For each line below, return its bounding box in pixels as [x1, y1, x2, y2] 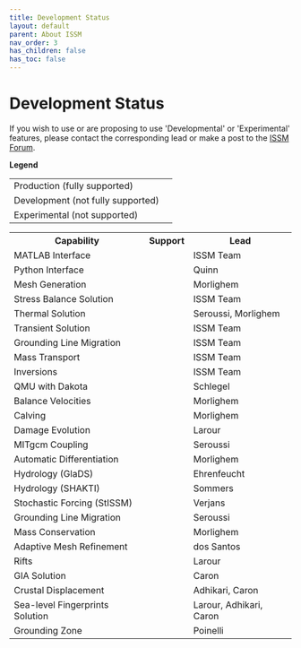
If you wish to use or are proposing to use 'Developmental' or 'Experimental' [9, 123, 290, 134]
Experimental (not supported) [13, 208, 139, 220]
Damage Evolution [13, 423, 91, 436]
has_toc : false [9, 55, 66, 64]
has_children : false [9, 47, 87, 56]
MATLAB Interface [13, 248, 91, 261]
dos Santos [193, 540, 241, 552]
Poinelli [193, 624, 224, 636]
